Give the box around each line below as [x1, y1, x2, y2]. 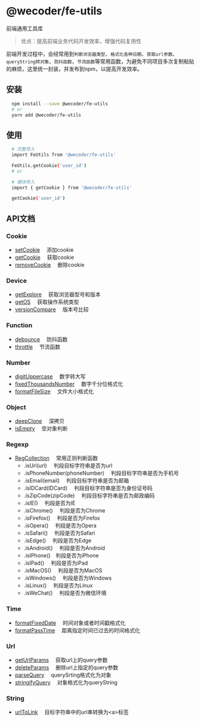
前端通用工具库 [6, 25, 43, 32]
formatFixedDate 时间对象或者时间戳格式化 [14, 619, 126, 626]
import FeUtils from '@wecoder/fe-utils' [11, 152, 116, 158]
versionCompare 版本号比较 [14, 306, 89, 313]
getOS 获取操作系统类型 [14, 298, 79, 306]
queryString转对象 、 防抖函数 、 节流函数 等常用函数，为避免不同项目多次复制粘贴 [6, 58, 195, 65]
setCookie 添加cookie [14, 246, 74, 253]
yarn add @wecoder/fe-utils [11, 112, 82, 118]
